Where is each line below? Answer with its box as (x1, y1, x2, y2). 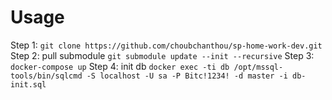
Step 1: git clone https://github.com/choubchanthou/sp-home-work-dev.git (10, 39, 323, 51)
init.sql (10, 79, 47, 90)
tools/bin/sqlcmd (10, 71, 83, 81)
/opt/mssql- (233, 62, 284, 72)
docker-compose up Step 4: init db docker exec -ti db (10, 60, 230, 72)
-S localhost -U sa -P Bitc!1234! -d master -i (86, 71, 288, 81)
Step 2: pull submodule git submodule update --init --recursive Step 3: (10, 49, 315, 61)
